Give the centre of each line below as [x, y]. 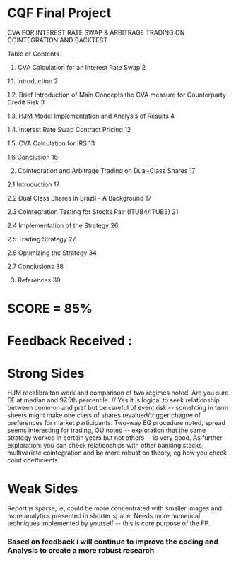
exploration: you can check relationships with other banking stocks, [106, 446]
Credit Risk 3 [26, 102]
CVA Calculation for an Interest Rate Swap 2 [82, 67]
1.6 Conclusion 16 [33, 157]
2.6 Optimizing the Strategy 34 [52, 253]
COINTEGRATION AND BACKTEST [58, 40]
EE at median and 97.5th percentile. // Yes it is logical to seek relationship [113, 400]
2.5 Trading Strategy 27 [42, 239]
